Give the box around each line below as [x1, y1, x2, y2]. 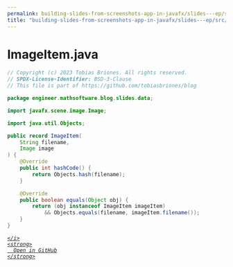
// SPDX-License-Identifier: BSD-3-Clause [7, 76, 132, 83]
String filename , [19, 139, 70, 146]
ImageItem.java [7, 46, 99, 62]
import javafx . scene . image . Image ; [7, 107, 107, 114]
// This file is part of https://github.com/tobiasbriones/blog [7, 83, 197, 89]
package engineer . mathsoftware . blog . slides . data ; [7, 95, 154, 102]
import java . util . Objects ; [7, 119, 85, 127]
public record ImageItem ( [7, 132, 82, 139]
